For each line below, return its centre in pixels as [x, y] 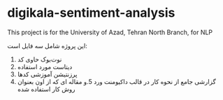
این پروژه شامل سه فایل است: [47, 45]
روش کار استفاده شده [46, 89]
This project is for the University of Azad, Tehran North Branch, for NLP [110, 32]
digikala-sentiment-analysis [91, 13]
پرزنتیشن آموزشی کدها [47, 74]
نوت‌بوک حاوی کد [39, 59]
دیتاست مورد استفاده [45, 66]
